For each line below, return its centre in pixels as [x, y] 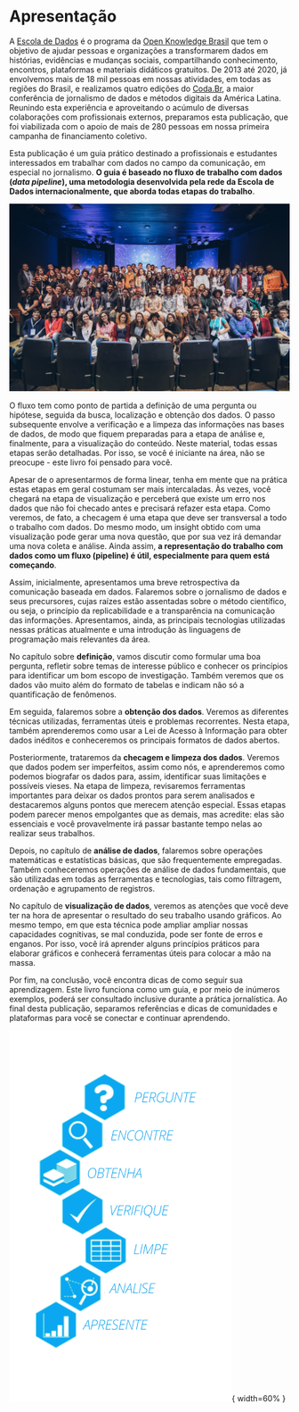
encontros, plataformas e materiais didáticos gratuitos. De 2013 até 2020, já [148, 70]
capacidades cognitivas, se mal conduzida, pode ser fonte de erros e [136, 934]
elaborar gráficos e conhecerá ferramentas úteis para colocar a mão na [140, 953]
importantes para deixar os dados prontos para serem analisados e [132, 795]
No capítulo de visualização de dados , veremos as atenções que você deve [149, 905]
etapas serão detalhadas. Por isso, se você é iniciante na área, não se [137, 453]
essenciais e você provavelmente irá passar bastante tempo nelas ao [136, 824]
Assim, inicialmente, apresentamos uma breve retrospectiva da [125, 582]
